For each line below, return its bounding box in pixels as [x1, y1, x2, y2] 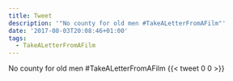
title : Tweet [8, 11, 53, 20]
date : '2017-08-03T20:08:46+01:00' [8, 26, 129, 34]
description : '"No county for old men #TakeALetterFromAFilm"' [8, 19, 227, 27]
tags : [8, 34, 27, 43]
